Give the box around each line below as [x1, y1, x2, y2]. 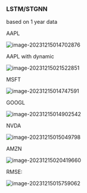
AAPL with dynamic [6, 53, 55, 60]
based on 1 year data [6, 18, 58, 26]
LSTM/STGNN [6, 5, 48, 13]
